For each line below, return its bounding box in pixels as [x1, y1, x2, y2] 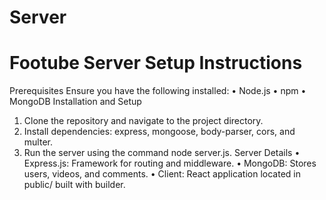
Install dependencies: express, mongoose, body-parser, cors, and [23, 126, 296, 138]
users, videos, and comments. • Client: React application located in [23, 168, 302, 180]
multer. [23, 136, 53, 148]
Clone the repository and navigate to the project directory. [23, 115, 264, 127]
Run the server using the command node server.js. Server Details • [23, 147, 301, 159]
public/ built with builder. [23, 179, 126, 191]
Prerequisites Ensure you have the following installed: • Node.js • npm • [9, 85, 307, 97]
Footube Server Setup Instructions [9, 52, 303, 75]
